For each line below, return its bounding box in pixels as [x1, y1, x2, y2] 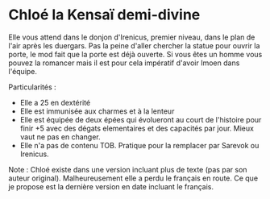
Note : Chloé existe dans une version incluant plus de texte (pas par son [8, 164, 247, 174]
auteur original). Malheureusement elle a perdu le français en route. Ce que [8, 173, 259, 183]
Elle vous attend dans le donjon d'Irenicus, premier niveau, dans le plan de [8, 32, 255, 42]
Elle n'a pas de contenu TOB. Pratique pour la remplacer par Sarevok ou [19, 140, 260, 150]
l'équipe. [8, 66, 38, 76]
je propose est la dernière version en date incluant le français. [8, 181, 214, 191]
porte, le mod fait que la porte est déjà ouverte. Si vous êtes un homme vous [8, 49, 263, 59]
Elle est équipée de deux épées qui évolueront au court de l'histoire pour [19, 114, 262, 124]
